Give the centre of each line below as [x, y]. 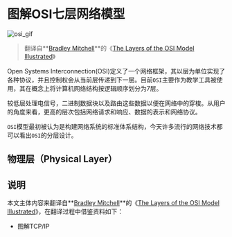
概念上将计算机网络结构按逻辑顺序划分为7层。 [97, 88]
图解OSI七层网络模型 [66, 14]
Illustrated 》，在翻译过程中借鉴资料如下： [65, 211]
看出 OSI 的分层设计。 [48, 135]
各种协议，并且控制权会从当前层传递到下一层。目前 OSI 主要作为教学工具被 [112, 80]
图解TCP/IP [33, 227]
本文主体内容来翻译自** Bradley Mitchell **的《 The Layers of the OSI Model [114, 203]
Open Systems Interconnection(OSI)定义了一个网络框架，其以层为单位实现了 [116, 71]
